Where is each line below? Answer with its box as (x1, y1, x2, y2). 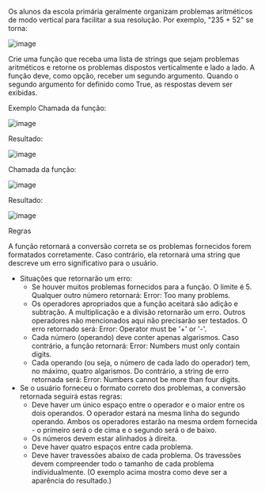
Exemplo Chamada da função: (8, 103, 107, 113)
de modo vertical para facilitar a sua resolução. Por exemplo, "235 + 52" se (8, 15, 254, 25)
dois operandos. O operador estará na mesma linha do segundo (31, 408, 240, 418)
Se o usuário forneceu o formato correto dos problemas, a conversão (19, 384, 247, 392)
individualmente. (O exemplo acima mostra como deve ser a (31, 468, 228, 476)
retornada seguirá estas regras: (19, 392, 123, 401)
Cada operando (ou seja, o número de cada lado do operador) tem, (31, 358, 251, 367)
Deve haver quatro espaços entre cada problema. (31, 442, 194, 451)
